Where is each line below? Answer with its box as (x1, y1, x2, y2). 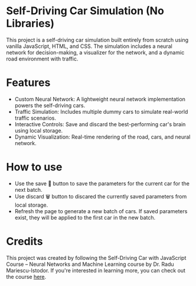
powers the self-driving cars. (14, 102, 86, 109)
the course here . (6, 273, 47, 280)
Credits (6, 235, 43, 248)
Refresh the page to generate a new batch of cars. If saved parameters (14, 207, 188, 214)
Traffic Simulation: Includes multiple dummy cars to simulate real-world (14, 108, 188, 115)
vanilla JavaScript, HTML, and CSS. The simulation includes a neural (6, 43, 172, 50)
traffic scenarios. (14, 114, 56, 121)
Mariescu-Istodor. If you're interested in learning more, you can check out (6, 266, 186, 274)
